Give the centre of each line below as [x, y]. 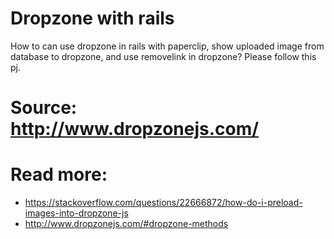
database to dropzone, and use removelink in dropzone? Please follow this [163, 56]
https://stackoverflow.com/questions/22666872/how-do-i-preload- [163, 203]
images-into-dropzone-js [76, 213]
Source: [44, 108]
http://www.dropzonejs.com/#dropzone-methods [126, 224]
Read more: [59, 174]
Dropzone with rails [92, 18]
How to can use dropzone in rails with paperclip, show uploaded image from [167, 46]
